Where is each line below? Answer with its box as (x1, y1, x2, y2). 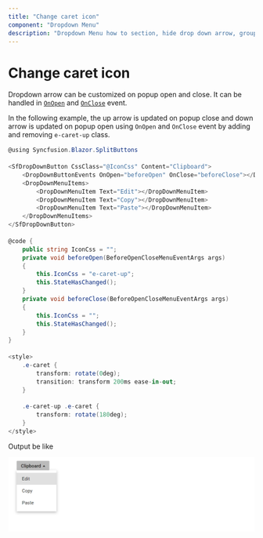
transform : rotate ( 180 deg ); (36, 411, 128, 419)
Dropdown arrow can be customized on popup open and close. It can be (8, 90, 243, 100)
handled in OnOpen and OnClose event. (8, 98, 128, 107)
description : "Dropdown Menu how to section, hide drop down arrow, (8, 29, 236, 37)
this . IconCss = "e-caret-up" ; (36, 271, 135, 278)
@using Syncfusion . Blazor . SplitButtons (8, 146, 139, 154)
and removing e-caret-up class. (8, 130, 110, 140)
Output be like (8, 442, 53, 451)
